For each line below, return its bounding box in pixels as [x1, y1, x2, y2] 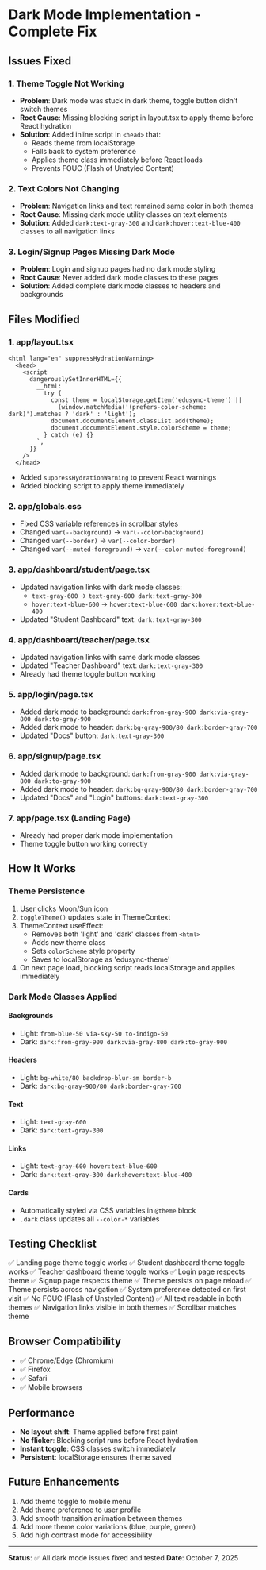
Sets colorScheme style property [31, 946, 135, 955]
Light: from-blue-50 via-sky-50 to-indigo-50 [19, 1028, 169, 1038]
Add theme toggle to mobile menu [19, 1496, 131, 1506]
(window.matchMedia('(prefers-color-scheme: [58, 403, 207, 411]
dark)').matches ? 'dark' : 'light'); [8, 411, 136, 419]
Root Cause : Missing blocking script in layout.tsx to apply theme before [19, 113, 253, 122]
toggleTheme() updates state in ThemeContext [19, 912, 171, 922]
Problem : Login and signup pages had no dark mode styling [19, 264, 216, 274]
